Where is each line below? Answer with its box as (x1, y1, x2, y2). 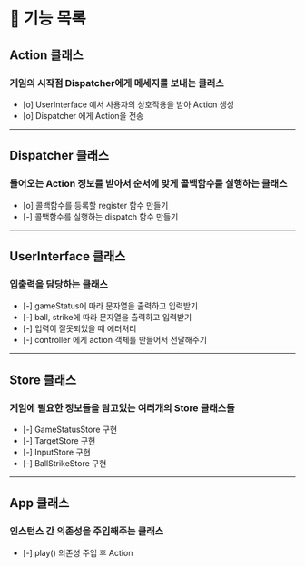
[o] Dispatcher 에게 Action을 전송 (22, 110, 144, 121)
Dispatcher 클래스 (9, 148, 110, 163)
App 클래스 (9, 495, 70, 511)
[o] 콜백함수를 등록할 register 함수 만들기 (22, 200, 169, 210)
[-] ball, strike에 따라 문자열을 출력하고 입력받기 (22, 312, 192, 323)
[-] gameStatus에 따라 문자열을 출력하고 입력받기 (22, 300, 198, 311)
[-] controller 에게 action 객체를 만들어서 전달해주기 (22, 335, 207, 346)
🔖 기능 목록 (9, 8, 86, 29)
